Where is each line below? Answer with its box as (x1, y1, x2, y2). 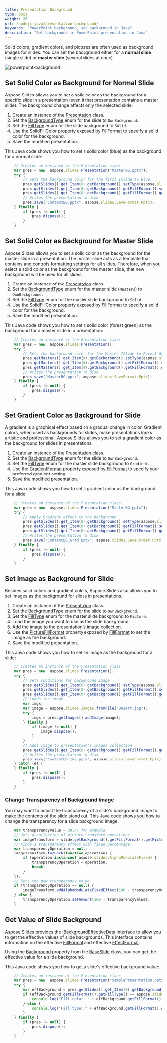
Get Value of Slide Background (5, 916, 102, 924)
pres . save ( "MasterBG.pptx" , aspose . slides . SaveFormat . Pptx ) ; (23, 374, 153, 379)
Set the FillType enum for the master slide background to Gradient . (12, 460, 150, 466)
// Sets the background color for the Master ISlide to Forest (23, 351, 157, 356)
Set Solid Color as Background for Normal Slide (5, 79, 154, 87)
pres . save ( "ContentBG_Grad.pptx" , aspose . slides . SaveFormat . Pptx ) (23, 538, 164, 543)
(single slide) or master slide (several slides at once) (5, 55, 113, 60)
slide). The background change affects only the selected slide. (5, 102, 133, 108)
